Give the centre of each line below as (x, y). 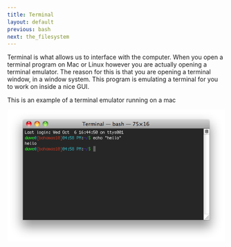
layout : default (30, 22)
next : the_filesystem (38, 37)
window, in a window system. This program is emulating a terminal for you (113, 79)
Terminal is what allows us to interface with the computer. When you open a (115, 57)
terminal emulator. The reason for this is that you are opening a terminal (109, 72)
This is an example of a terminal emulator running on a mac (92, 100)
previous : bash (29, 29)
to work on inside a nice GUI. (48, 87)
